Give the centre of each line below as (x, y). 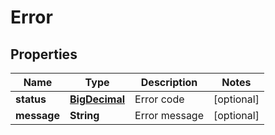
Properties (44, 54)
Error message (169, 115)
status (31, 99)
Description (169, 82)
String (84, 115)
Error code (159, 99)
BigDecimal (97, 99)
